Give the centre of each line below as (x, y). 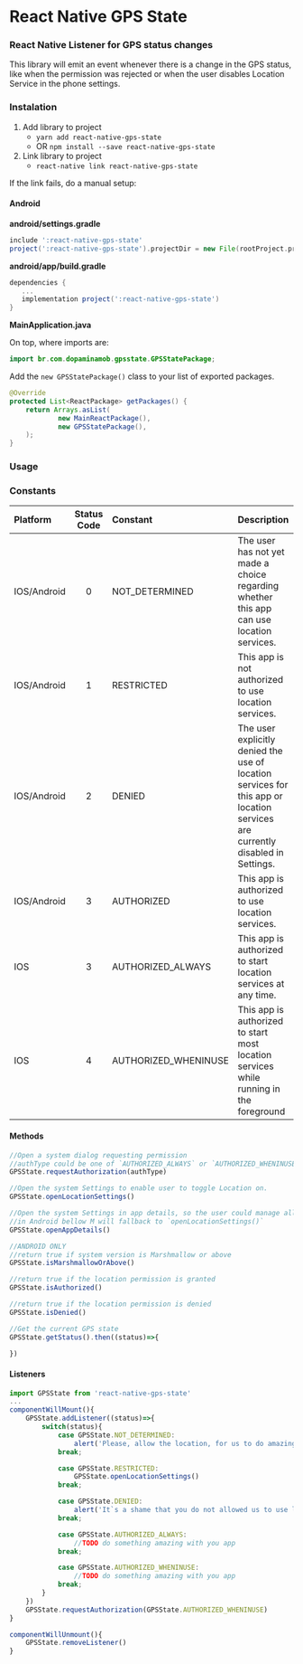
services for (263, 785)
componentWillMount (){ (52, 1410)
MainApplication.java (50, 325)
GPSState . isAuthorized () (56, 1288)
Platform (33, 520)
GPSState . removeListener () (76, 1643)
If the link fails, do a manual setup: (73, 183)
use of (251, 762)
